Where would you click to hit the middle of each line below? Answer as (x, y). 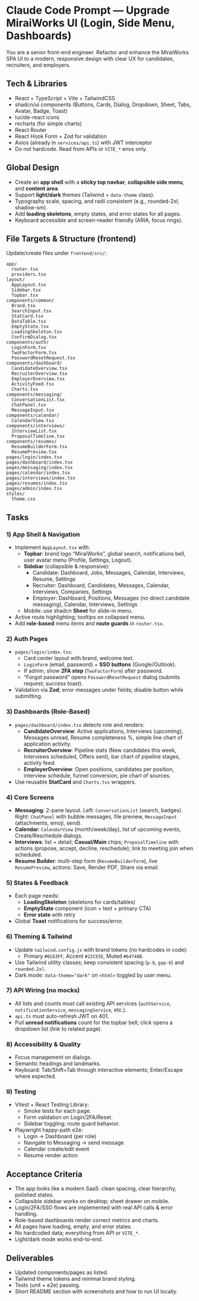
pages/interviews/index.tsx (41, 478)
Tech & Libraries (37, 84)
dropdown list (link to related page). (58, 1029)
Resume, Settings (54, 579)
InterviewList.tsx (34, 431)
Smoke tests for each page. (57, 1111)
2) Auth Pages (27, 639)
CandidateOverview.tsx (40, 369)
